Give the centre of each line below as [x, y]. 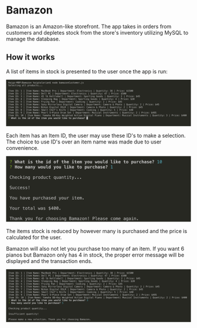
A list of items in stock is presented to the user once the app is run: [87, 71]
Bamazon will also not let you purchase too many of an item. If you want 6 [95, 248]
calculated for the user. [34, 237]
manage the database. [33, 39]
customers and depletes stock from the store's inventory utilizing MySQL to [97, 32]
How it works [30, 57]
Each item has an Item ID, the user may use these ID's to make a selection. [96, 135]
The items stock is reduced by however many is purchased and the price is [97, 231]
